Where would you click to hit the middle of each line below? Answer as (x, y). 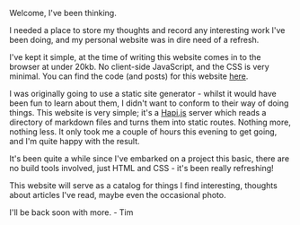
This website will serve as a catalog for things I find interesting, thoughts (144, 186)
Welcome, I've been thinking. (63, 13)
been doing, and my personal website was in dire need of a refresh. (134, 40)
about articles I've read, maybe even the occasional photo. (118, 195)
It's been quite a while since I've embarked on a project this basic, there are (150, 159)
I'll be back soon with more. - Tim (71, 212)
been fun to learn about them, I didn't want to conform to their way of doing (149, 103)
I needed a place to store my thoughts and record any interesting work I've (147, 30)
